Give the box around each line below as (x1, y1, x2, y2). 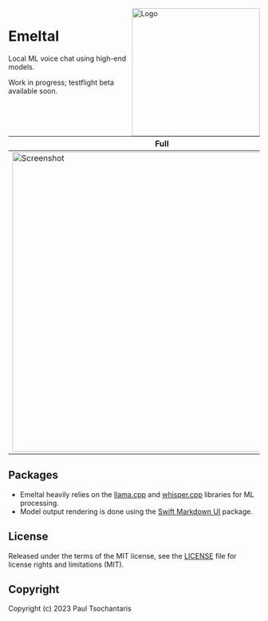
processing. (19, 498, 60, 508)
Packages (8, 468, 58, 482)
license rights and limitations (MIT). (8, 559, 124, 569)
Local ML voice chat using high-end (8, 54, 127, 63)
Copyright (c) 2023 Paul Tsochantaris (8, 603, 132, 614)
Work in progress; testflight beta (8, 78, 114, 87)
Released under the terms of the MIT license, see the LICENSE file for (8, 551, 237, 560)
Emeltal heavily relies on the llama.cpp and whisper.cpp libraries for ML (19, 489, 254, 499)
